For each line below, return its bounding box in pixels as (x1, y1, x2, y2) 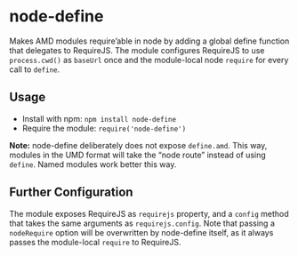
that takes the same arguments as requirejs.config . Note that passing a (9, 218, 276, 228)
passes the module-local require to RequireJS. (9, 236, 181, 247)
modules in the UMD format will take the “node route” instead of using (9, 149, 267, 160)
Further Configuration (9, 185, 133, 200)
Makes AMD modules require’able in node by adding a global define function (9, 36, 290, 46)
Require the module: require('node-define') (21, 123, 187, 133)
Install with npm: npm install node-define (21, 113, 176, 124)
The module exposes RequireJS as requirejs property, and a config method (9, 208, 289, 219)
